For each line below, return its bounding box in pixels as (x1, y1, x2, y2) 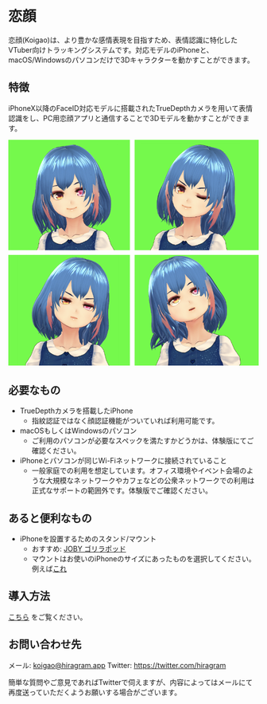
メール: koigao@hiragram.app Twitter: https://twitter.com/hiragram (8, 660, 226, 670)
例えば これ (31, 564, 68, 573)
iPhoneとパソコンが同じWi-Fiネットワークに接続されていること (19, 456, 228, 466)
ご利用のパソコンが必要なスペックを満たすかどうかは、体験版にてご (31, 436, 254, 446)
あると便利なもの (8, 511, 92, 525)
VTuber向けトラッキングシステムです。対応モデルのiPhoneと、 (8, 45, 214, 54)
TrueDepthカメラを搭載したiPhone (19, 406, 133, 415)
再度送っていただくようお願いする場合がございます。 (8, 687, 181, 697)
